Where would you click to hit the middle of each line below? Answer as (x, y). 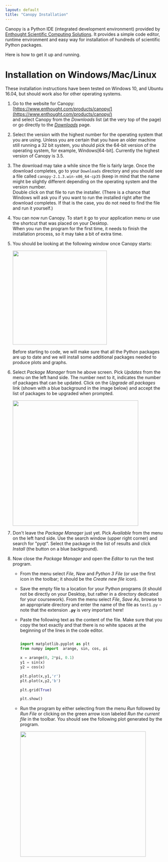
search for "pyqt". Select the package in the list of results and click (81, 544)
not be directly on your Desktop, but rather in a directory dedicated (89, 594)
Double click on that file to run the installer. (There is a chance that (81, 192)
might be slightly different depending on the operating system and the (85, 182)
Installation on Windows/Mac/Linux (81, 74)
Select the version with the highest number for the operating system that (88, 135)
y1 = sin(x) (32, 662)
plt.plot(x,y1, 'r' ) (40, 676)
